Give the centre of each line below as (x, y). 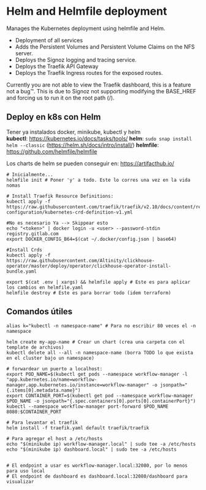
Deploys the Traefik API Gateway (57, 66)
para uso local (26, 471)
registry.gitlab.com (33, 234)
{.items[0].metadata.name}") (44, 390)
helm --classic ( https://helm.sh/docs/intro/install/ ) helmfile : (83, 145)
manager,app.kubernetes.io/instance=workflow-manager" (78, 385)
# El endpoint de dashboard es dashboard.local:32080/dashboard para (97, 476)
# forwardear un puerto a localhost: (55, 369)
